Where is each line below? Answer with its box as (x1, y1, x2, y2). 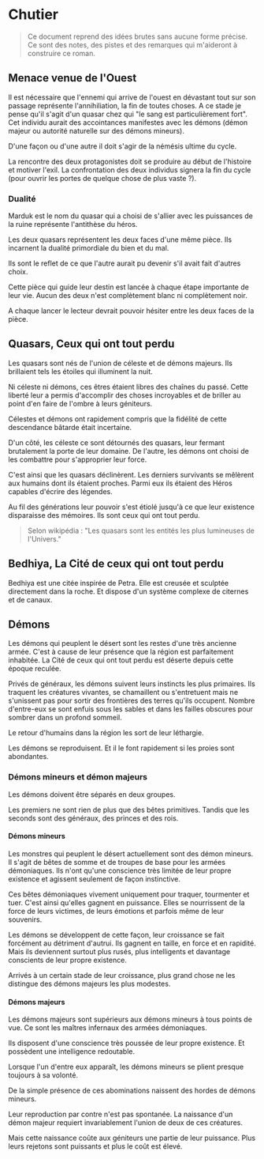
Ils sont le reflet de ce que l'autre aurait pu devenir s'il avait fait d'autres (8, 259, 241, 268)
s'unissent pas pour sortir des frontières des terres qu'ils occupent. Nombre (8, 696, 255, 705)
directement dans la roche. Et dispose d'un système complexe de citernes (8, 587, 249, 596)
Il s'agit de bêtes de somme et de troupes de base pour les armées (8, 857, 226, 866)
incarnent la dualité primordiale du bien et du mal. (8, 244, 169, 253)
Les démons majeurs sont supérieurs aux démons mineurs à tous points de (8, 1014, 252, 1025)
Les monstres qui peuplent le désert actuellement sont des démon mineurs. (8, 848, 254, 859)
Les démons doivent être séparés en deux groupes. (8, 789, 176, 799)
